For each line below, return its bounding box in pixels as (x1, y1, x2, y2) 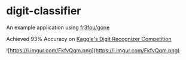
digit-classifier (6, 4, 81, 18)
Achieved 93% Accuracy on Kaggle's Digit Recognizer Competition (6, 35, 172, 42)
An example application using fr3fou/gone (6, 24, 110, 31)
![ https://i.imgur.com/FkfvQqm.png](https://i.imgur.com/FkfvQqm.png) (6, 46, 180, 54)
